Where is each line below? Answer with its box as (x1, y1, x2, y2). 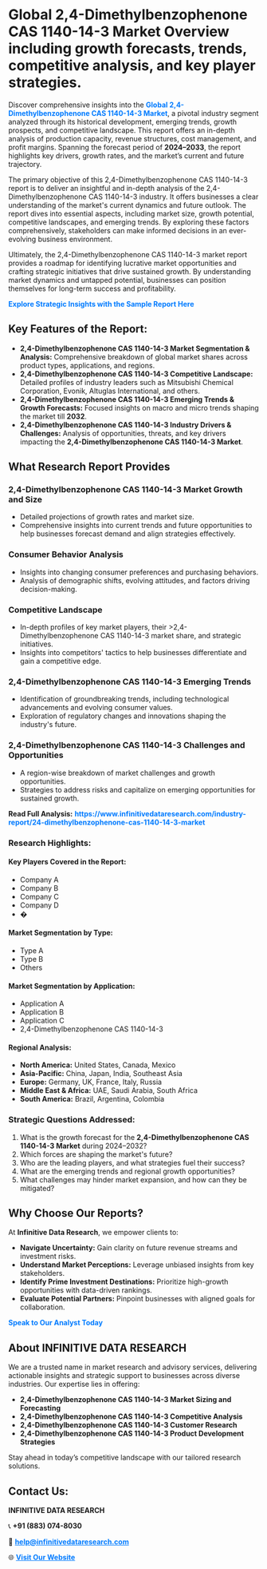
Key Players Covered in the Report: (8, 857, 127, 867)
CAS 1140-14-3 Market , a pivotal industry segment (91, 108, 259, 117)
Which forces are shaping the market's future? (19, 1149, 173, 1159)
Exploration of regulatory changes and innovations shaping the (19, 711, 226, 721)
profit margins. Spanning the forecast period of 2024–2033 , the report (8, 142, 241, 152)
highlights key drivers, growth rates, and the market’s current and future (8, 150, 245, 161)
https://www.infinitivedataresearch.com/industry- (74, 808, 246, 818)
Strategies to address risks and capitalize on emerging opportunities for (19, 784, 256, 794)
